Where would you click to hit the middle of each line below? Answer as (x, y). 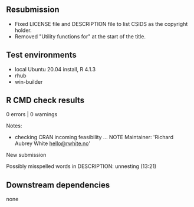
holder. (23, 30)
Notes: (14, 126)
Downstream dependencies (58, 185)
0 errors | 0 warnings (32, 114)
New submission (26, 155)
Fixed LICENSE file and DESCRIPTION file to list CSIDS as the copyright (101, 24)
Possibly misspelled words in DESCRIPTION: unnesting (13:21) (81, 166)
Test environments (41, 55)
